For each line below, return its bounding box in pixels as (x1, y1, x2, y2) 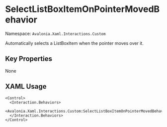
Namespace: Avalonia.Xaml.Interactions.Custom (5, 30, 106, 36)
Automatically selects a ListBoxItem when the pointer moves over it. (5, 40, 144, 46)
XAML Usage (5, 82, 47, 91)
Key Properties (5, 55, 52, 63)
